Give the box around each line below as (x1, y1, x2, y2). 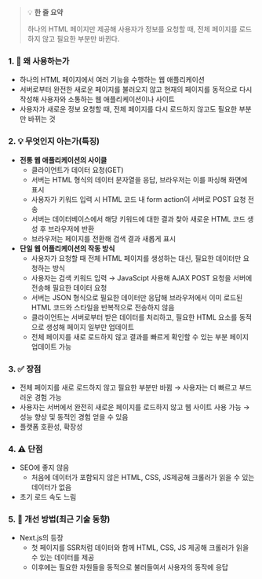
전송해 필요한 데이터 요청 (31, 283, 107, 292)
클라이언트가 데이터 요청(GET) (31, 165, 124, 174)
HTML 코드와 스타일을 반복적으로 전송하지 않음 (31, 302, 175, 312)
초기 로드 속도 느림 (19, 493, 77, 502)
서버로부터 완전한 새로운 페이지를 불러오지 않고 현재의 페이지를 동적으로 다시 (19, 85, 253, 94)
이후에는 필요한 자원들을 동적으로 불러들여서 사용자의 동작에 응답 (31, 563, 229, 572)
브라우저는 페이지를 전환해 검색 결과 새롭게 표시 (31, 233, 176, 243)
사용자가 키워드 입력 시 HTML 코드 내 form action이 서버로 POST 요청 (31, 194, 246, 203)
